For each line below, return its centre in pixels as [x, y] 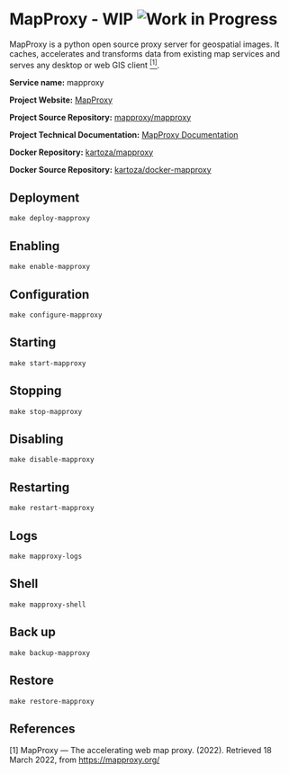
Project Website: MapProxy [61, 100]
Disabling [36, 440]
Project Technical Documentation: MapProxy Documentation [124, 134]
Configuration [50, 294]
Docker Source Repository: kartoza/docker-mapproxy [110, 169]
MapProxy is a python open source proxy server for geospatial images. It [144, 44]
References [42, 729]
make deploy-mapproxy [50, 219]
